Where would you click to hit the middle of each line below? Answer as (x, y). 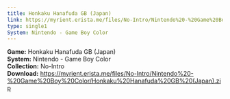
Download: (23, 74)
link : (15, 20)
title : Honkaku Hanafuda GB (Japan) (59, 13)
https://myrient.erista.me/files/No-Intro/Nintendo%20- (117, 74)
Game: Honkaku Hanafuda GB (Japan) (62, 52)
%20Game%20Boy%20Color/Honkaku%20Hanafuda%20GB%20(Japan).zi (114, 81)
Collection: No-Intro (36, 66)
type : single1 (27, 26)
